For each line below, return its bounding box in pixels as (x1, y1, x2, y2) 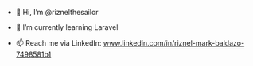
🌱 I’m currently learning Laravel (15, 23, 119, 31)
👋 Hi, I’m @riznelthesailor (15, 8, 99, 16)
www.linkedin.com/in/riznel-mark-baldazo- (103, 38, 245, 47)
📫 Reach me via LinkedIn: (15, 38, 102, 47)
